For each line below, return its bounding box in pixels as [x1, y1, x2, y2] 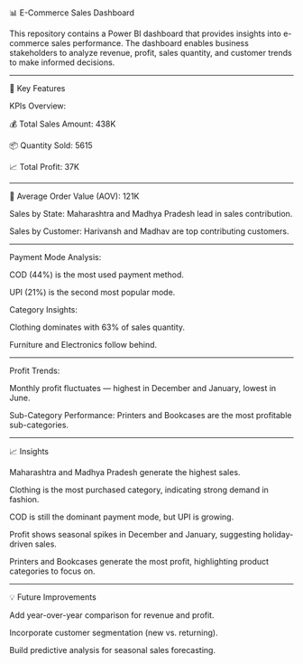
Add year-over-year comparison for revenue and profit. [9, 610, 215, 621]
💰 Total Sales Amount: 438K [9, 118, 116, 129]
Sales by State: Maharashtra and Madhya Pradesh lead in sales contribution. [9, 209, 293, 219]
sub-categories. [9, 419, 69, 430]
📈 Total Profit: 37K [9, 162, 79, 172]
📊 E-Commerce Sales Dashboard [9, 7, 135, 18]
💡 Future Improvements [9, 592, 96, 603]
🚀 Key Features [9, 83, 66, 93]
